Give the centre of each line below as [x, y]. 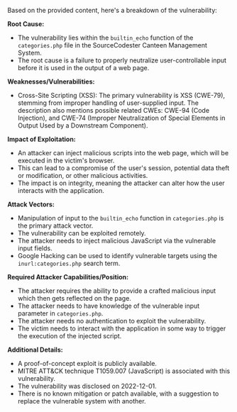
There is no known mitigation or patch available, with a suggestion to [118, 394]
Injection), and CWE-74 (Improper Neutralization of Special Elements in [121, 118]
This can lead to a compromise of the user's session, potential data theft [123, 168]
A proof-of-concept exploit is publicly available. [87, 363]
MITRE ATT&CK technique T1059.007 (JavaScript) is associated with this [124, 371]
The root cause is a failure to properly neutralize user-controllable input [122, 60]
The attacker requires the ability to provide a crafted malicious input [117, 291]
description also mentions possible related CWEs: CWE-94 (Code [114, 110]
